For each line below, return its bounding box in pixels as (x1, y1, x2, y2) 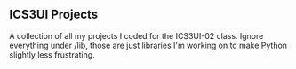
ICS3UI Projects (9, 7, 99, 22)
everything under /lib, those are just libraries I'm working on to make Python (9, 40, 287, 50)
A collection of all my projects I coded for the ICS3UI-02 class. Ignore (9, 30, 264, 41)
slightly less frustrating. (9, 49, 95, 60)
